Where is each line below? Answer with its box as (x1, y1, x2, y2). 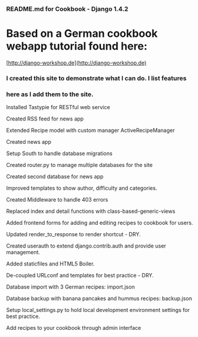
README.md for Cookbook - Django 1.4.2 (6, 5, 129, 13)
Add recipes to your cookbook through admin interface (6, 324, 141, 332)
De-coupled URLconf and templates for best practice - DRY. (6, 272, 154, 279)
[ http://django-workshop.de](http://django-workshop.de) (6, 59, 147, 66)
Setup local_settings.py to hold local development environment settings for (6, 307, 190, 314)
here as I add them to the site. (6, 90, 94, 98)
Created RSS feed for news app (6, 115, 84, 122)
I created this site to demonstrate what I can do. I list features (6, 74, 187, 82)
